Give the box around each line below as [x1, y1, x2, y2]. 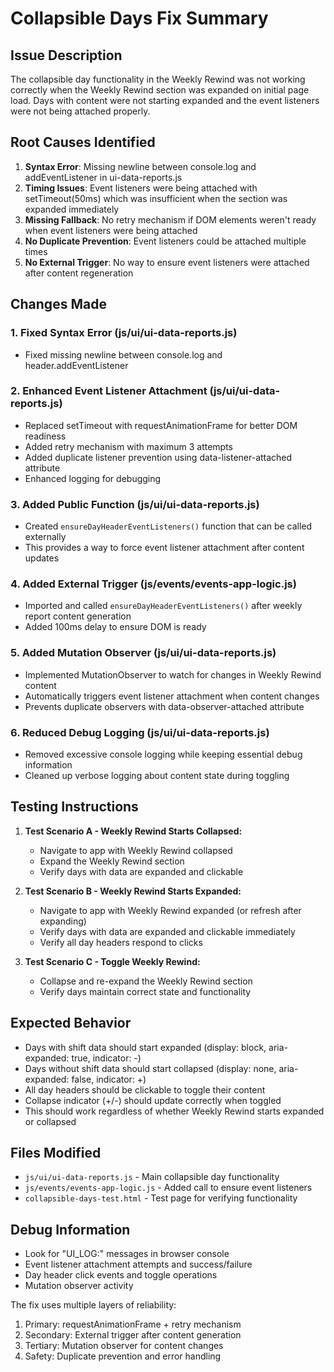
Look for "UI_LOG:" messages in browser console [24, 1248, 230, 1260]
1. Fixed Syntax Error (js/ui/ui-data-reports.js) [10, 326, 238, 340]
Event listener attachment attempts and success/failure [24, 1258, 253, 1271]
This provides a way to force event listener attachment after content [24, 542, 305, 554]
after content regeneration [24, 267, 134, 279]
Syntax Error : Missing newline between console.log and [24, 160, 257, 172]
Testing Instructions [10, 798, 139, 816]
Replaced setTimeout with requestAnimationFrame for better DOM [24, 419, 298, 431]
